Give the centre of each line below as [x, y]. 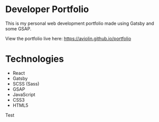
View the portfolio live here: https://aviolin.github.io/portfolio [68, 38]
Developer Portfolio [47, 9]
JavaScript [24, 94]
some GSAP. [18, 28]
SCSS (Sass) [26, 84]
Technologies [35, 59]
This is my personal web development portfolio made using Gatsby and [80, 23]
